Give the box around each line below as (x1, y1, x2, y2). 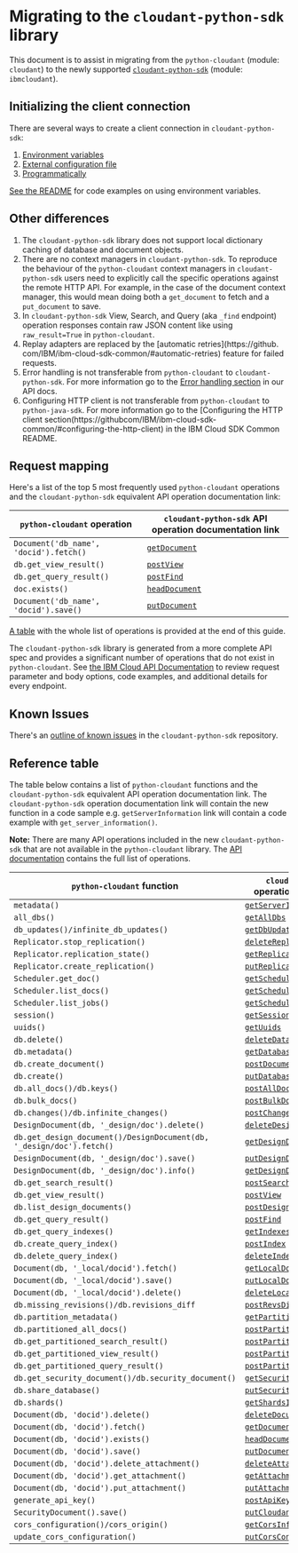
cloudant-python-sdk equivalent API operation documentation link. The (9, 788, 268, 799)
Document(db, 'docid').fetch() (13, 1422, 146, 1431)
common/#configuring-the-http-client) (21, 424, 164, 434)
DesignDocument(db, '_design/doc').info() (13, 1166, 196, 1176)
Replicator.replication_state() (13, 949, 151, 959)
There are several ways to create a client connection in (9, 123, 210, 133)
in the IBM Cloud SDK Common (165, 424, 280, 434)
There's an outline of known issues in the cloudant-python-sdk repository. (9, 730, 278, 741)
